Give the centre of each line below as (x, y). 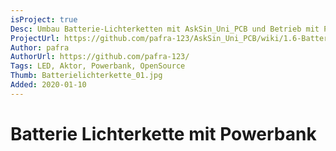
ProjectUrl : (35, 38)
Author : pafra (40, 47)
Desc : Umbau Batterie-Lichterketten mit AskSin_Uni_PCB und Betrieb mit (165, 29)
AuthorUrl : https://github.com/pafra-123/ (100, 57)
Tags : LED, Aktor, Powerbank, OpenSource (98, 66)
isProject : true (44, 19)
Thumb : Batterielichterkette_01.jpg (86, 76)
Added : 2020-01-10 (48, 85)
